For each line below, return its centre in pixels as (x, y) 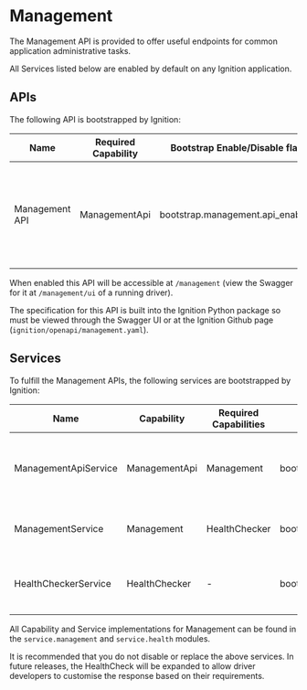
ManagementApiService (66, 468)
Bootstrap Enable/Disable (227, 147)
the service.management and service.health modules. (110, 638)
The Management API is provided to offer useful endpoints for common (144, 41)
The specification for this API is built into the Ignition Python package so (145, 310)
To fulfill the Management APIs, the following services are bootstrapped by (150, 380)
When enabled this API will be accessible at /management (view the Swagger (152, 282)
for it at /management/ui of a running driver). (91, 292)
